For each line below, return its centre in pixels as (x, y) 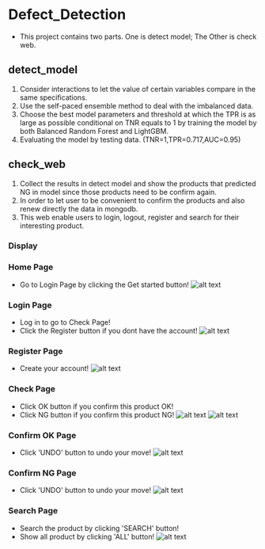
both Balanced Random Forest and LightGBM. (94, 131)
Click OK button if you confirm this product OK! (97, 406)
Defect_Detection (67, 15)
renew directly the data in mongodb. (79, 208)
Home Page (31, 267)
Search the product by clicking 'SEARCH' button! (99, 528)
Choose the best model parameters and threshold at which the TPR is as (138, 114)
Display (23, 246)
